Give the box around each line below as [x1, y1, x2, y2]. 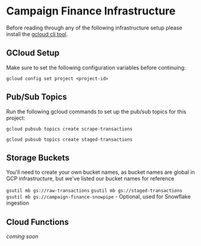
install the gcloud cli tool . [6, 30, 68, 37]
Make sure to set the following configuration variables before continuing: [6, 64, 186, 71]
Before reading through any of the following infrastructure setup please [6, 24, 182, 31]
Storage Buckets [6, 152, 70, 163]
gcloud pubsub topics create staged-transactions [6, 137, 133, 143]
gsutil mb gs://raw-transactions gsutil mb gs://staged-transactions [6, 188, 183, 194]
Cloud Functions [6, 217, 69, 227]
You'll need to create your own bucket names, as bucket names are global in [6, 168, 195, 176]
